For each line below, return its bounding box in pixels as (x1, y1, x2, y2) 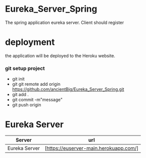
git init (12, 76, 25, 82)
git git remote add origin (12, 81, 61, 87)
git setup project (5, 65, 45, 72)
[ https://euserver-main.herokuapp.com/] (44, 145, 139, 152)
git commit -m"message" (12, 97, 63, 103)
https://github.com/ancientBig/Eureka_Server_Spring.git (12, 86, 125, 92)
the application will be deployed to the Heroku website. (5, 53, 115, 59)
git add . (12, 92, 29, 98)
